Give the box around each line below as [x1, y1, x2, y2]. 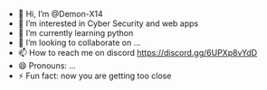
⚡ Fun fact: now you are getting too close [17, 70, 172, 81]
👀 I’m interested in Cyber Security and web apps [17, 18, 199, 29]
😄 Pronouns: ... [17, 60, 77, 71]
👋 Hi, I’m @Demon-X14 [17, 9, 103, 19]
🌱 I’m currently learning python [17, 28, 134, 38]
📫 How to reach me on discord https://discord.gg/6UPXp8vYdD [17, 48, 258, 58]
